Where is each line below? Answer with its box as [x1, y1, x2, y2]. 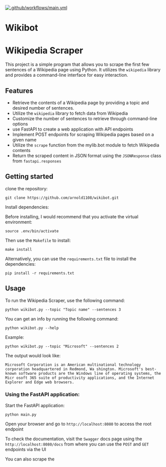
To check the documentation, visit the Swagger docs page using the [5, 436, 143, 442]
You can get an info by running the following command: [5, 315, 119, 321]
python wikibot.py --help [5, 325, 59, 330]
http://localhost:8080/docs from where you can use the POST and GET [5, 441, 149, 447]
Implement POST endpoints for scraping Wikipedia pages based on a [12, 131, 154, 137]
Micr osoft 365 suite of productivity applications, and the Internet [5, 375, 155, 380]
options [12, 121, 28, 127]
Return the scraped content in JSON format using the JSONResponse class [12, 153, 162, 158]
